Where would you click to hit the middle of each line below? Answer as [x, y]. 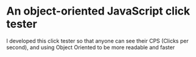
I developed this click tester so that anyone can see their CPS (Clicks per [97, 41]
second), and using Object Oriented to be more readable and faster [91, 47]
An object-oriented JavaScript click [98, 11]
